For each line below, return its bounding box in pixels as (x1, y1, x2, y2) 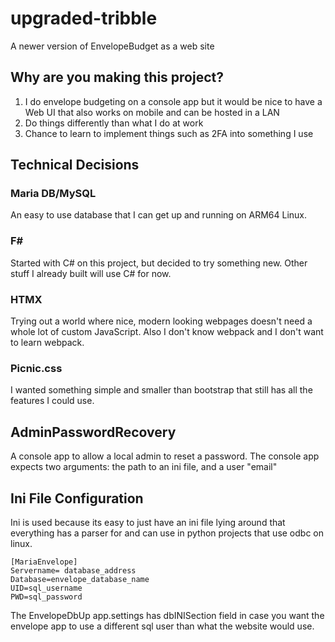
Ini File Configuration (10, 490, 144, 507)
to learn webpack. (10, 337, 85, 349)
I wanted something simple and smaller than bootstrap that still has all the (10, 384, 313, 396)
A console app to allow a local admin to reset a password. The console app (10, 450, 320, 462)
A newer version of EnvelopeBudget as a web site (10, 40, 215, 52)
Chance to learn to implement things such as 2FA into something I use (24, 127, 314, 139)
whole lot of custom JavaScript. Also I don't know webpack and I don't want (10, 326, 324, 338)
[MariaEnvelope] (10, 557, 78, 567)
